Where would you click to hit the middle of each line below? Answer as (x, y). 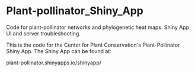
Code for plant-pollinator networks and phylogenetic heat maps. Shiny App (98, 27)
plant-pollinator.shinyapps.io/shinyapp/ (54, 63)
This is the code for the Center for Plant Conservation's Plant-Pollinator (93, 45)
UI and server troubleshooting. (44, 33)
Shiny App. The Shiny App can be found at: (59, 51)
